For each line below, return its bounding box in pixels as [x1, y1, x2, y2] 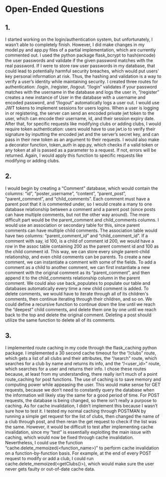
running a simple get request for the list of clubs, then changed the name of [5, 413, 160, 419]
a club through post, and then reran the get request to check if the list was [5, 418, 157, 424]
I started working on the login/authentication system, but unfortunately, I [5, 36, 153, 42]
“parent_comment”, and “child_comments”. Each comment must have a [5, 196, 150, 202]
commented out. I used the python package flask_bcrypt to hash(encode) [5, 52, 156, 58]
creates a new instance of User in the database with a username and [5, 94, 146, 100]
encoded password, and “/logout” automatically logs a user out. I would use [5, 100, 160, 105]
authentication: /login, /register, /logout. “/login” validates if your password [5, 84, 157, 90]
